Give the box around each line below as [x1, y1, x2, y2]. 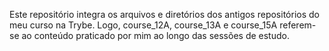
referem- [279, 19, 317, 31]
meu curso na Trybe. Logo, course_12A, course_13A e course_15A [9, 19, 278, 31]
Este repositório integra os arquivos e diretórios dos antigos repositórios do [9, 9, 320, 20]
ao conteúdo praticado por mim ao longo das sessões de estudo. [21, 30, 290, 41]
